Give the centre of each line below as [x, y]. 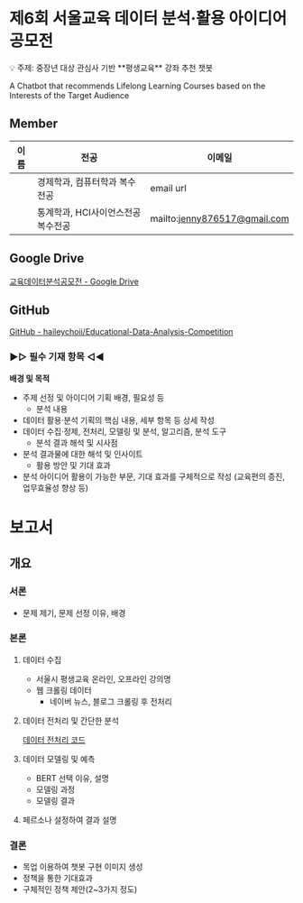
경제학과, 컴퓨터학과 [77, 181]
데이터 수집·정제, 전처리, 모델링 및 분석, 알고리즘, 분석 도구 [124, 431]
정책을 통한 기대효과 [57, 878]
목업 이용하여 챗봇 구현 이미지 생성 [83, 867]
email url [168, 188]
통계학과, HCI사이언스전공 [89, 212]
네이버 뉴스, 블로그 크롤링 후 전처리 [111, 701]
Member [34, 124]
